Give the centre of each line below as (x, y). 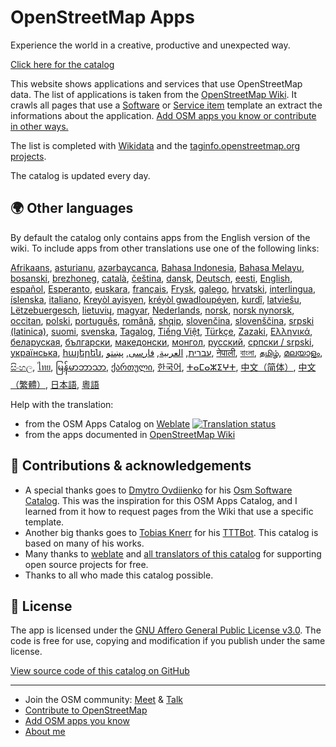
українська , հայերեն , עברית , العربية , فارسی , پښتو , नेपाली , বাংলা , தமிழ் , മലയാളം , (166, 352)
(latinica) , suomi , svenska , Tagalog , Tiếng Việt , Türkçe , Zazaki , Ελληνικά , (161, 331)
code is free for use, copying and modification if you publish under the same (168, 641)
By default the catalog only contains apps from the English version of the (160, 237)
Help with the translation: (62, 404)
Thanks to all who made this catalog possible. (119, 575)
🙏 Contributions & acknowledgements (131, 466)
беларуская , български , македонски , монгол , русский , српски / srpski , (162, 342)
